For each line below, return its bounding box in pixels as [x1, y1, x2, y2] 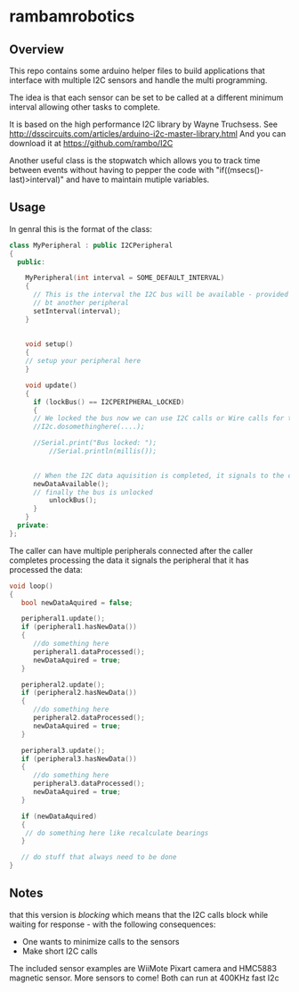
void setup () [25, 340, 74, 349]
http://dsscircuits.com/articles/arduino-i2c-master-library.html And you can [9, 128, 287, 139]
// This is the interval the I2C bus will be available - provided [32, 290, 289, 300]
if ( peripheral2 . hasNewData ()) [20, 689, 138, 698]
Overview [9, 42, 65, 57]
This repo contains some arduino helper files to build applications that [9, 65, 265, 76]
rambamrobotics [9, 6, 135, 27]
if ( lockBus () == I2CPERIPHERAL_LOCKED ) [32, 397, 185, 407]
